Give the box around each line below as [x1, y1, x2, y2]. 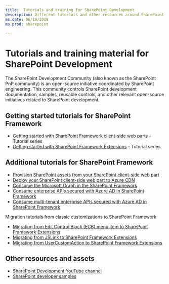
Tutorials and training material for [5, 48, 149, 59]
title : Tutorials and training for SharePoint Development [5, 7, 135, 13]
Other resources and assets [5, 254, 95, 263]
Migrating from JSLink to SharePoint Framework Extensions [12, 234, 137, 240]
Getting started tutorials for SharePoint [5, 111, 131, 120]
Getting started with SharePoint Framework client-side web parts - [12, 133, 152, 139]
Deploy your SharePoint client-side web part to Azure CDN [12, 177, 135, 183]
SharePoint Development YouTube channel [12, 268, 102, 274]
